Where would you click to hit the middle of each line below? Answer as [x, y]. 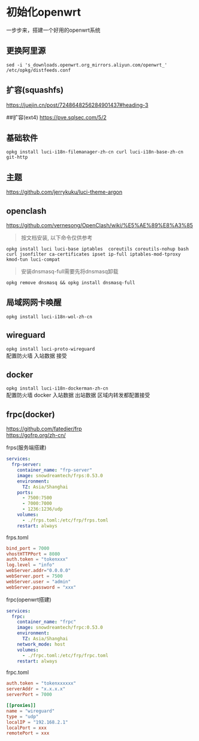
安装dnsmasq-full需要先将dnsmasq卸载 [70, 271]
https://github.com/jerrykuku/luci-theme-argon [64, 192]
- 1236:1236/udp [42, 509]
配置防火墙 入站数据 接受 [37, 356]
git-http [17, 157]
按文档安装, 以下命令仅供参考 [57, 238]
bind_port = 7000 [28, 548]
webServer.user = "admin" [38, 582]
